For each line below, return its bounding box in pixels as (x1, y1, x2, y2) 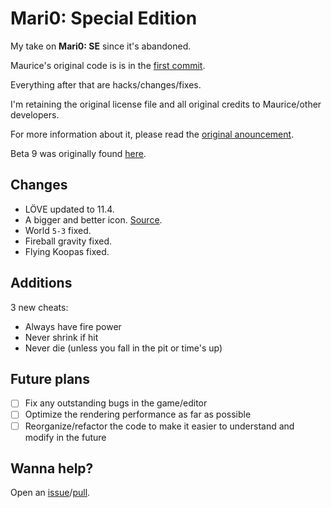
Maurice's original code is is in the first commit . (10, 59, 206, 71)
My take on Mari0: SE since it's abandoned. (10, 40, 192, 52)
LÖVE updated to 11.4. (24, 203, 115, 215)
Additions (10, 275, 73, 292)
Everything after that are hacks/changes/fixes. (10, 78, 202, 91)
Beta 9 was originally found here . (10, 147, 147, 159)
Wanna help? (10, 460, 94, 477)
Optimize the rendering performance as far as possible (24, 408, 252, 421)
